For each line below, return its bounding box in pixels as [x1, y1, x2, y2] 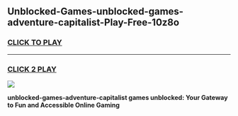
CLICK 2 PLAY [7, 64, 57, 74]
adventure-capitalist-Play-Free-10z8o [7, 17, 179, 29]
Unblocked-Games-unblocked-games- [7, 6, 184, 18]
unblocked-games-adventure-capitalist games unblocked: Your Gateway [7, 93, 228, 101]
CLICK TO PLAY [7, 38, 62, 48]
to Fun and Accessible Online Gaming [7, 101, 120, 109]
